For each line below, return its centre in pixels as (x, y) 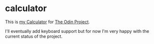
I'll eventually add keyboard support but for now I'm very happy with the (77, 31)
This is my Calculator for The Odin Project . (47, 22)
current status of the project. (34, 36)
